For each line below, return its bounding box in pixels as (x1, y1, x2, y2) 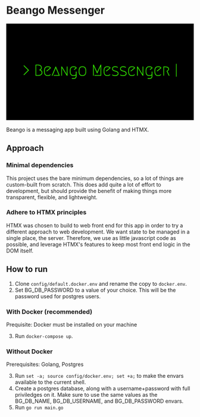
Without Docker (6, 347, 53, 355)
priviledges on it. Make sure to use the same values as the (14, 391, 158, 399)
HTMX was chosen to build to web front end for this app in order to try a (6, 222, 183, 229)
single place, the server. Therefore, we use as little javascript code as (6, 234, 177, 241)
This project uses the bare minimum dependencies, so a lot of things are (6, 175, 184, 182)
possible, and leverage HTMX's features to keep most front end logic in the (6, 241, 190, 248)
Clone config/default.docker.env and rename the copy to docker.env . (14, 280, 187, 287)
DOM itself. (6, 247, 34, 254)
